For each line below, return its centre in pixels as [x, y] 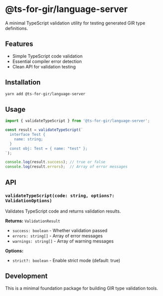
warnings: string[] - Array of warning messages [63, 241]
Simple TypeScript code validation [47, 56]
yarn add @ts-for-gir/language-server [45, 94]
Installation [23, 83]
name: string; [29, 139]
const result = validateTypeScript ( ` [44, 130]
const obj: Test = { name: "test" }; [49, 148]
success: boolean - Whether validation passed [60, 230]
